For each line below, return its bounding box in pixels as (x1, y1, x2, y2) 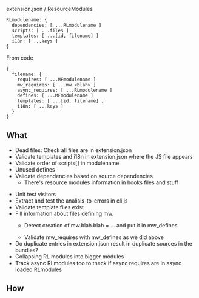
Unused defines (15, 165, 55, 173)
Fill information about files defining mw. (15, 210, 114, 217)
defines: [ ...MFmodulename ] (17, 92, 94, 99)
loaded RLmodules (15, 266, 62, 273)
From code (6, 54, 33, 61)
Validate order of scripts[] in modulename (15, 159, 120, 167)
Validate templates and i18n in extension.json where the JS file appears (15, 153, 193, 160)
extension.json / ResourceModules (6, 5, 93, 12)
